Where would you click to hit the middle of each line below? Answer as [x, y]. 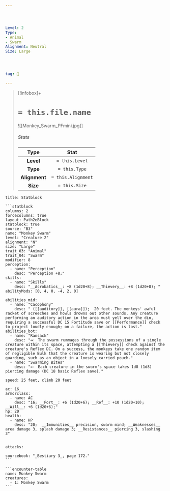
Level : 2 [15, 28]
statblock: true [22, 224]
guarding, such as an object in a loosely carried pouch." [69, 358]
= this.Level [72, 161]
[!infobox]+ [30, 93]
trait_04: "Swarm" [25, 255]
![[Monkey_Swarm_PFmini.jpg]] [50, 126]
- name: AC [21, 398]
